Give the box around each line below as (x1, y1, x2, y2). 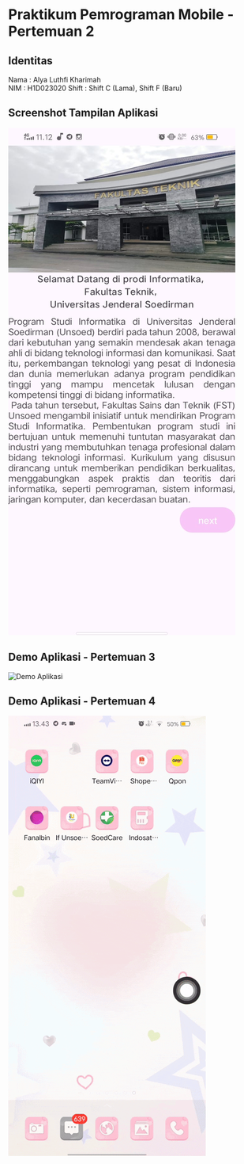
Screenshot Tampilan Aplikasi (8, 106, 159, 120)
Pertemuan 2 (8, 22, 95, 40)
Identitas (8, 54, 53, 67)
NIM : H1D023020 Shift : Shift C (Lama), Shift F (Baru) (8, 83, 183, 93)
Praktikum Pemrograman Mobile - (8, 6, 235, 24)
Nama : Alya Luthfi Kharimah (8, 75, 101, 84)
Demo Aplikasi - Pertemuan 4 (8, 695, 156, 708)
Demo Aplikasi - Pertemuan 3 (8, 651, 156, 664)
